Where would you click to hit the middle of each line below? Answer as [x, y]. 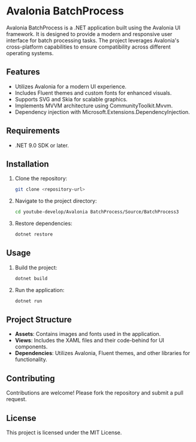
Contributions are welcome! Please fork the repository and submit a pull [95, 393]
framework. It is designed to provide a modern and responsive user [89, 34]
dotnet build [31, 278]
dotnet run [28, 301]
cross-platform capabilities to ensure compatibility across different [88, 47]
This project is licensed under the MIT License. [64, 432]
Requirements [33, 131]
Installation [28, 164]
